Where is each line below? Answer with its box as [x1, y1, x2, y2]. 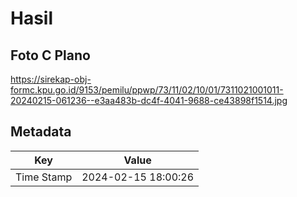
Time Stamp [15, 170, 73, 184]
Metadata [10, 123, 72, 141]
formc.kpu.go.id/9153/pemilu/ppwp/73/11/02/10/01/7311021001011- [10, 84, 284, 96]
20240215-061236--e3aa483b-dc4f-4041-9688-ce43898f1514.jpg [10, 95, 288, 106]
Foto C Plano [10, 47, 91, 64]
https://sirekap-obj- [10, 73, 92, 85]
